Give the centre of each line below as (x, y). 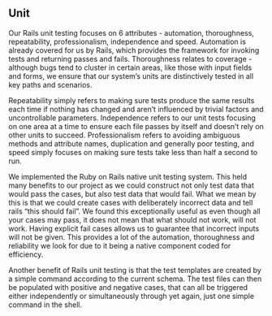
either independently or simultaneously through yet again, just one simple (131, 296)
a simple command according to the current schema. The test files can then (135, 279)
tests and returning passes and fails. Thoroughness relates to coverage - (130, 58)
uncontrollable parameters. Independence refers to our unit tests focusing (132, 118)
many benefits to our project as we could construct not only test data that (131, 185)
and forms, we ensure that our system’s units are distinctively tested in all (131, 76)
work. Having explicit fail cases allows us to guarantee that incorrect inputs (134, 228)
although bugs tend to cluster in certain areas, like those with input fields (130, 67)
